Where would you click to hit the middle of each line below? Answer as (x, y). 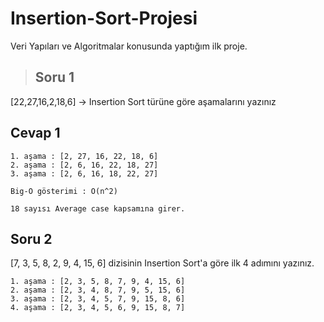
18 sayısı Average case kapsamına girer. (98, 208)
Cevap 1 (35, 133)
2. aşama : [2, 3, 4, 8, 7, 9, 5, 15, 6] (98, 290)
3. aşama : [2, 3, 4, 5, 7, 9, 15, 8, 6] (98, 299)
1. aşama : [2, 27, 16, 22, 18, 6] (84, 156)
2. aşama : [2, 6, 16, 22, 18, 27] (84, 165)
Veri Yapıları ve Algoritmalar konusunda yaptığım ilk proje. (129, 46)
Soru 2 (31, 238)
